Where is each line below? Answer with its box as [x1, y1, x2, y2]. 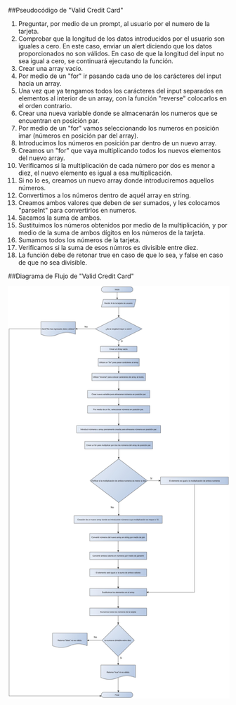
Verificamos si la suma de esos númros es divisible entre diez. [18, 244, 199, 251]
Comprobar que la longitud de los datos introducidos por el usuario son [18, 34, 225, 43]
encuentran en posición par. [18, 117, 100, 125]
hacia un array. [18, 79, 62, 87]
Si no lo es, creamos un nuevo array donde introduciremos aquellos [18, 176, 214, 185]
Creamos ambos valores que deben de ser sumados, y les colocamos [18, 199, 221, 206]
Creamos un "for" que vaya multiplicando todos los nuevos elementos [18, 147, 221, 154]
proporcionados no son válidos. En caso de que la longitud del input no [18, 49, 224, 58]
